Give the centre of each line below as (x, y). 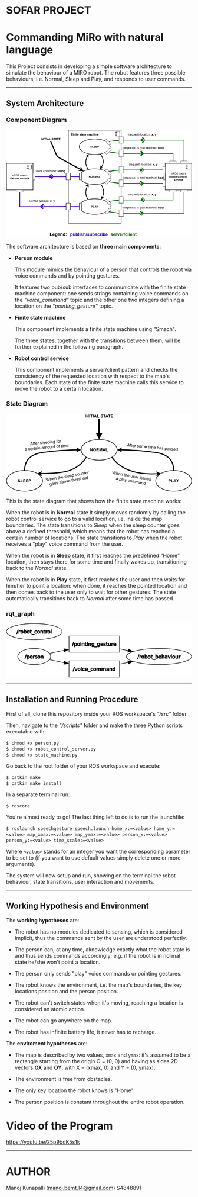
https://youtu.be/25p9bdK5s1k (43, 1142)
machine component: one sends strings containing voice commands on (101, 293)
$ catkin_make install (34, 783)
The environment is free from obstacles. (63, 1079)
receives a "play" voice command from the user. (65, 544)
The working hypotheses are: (43, 920)
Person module (34, 258)
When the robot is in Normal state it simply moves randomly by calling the (96, 512)
